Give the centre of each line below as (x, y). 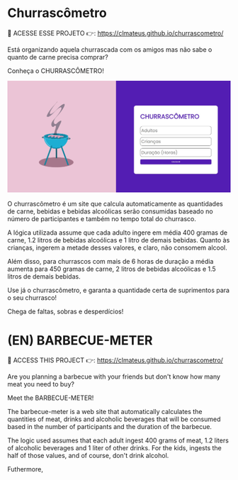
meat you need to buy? (41, 384)
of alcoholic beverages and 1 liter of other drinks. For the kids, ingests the (114, 448)
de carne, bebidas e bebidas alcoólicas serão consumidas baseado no (110, 211)
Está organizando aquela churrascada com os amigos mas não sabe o (110, 49)
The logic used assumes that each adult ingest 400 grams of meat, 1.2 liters (118, 440)
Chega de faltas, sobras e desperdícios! (66, 312)
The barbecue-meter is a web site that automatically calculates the (105, 412)
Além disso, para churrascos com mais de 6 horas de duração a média (110, 262)
